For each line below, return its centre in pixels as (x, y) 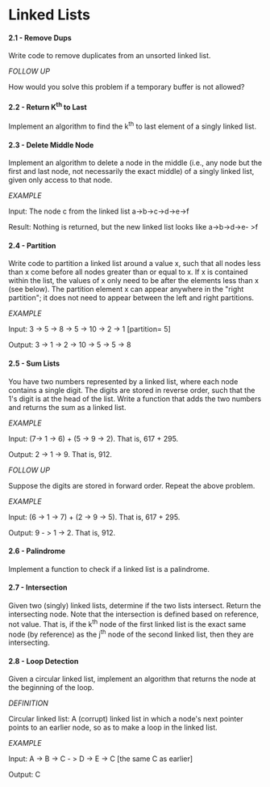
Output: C (25, 775)
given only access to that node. (60, 180)
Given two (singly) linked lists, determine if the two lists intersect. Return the (135, 605)
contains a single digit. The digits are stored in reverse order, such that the (132, 390)
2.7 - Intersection (38, 587)
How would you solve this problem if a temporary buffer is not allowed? (127, 87)
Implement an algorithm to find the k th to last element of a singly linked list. (132, 125)
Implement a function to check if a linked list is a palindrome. (109, 569)
